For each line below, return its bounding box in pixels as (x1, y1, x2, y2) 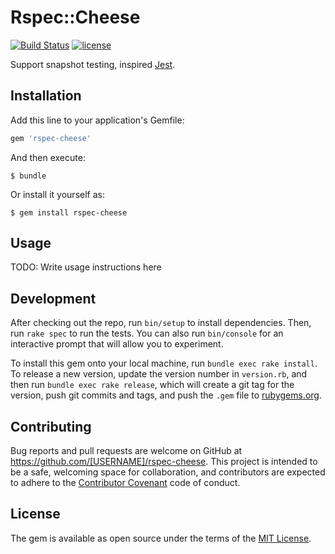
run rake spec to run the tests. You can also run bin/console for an (10, 327, 284, 340)
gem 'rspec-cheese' (10, 133, 92, 143)
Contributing (10, 418, 92, 435)
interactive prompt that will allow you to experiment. (10, 338, 224, 350)
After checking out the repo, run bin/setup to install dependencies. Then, (10, 317, 312, 329)
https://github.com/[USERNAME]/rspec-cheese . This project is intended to (10, 456, 318, 468)
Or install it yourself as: (10, 188, 105, 200)
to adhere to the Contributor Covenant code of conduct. (10, 477, 241, 489)
